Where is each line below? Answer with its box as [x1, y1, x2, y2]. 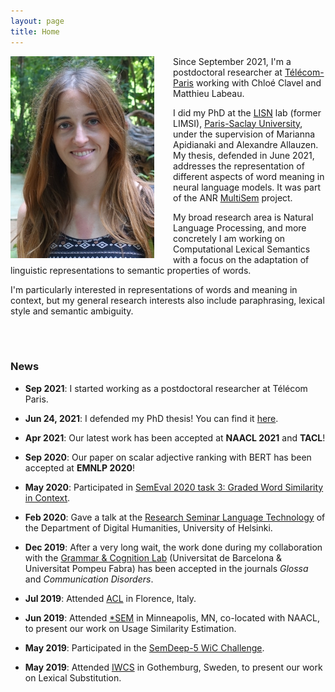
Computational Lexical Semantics [173, 243, 311, 255]
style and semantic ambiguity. [10, 305, 134, 317]
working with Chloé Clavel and [195, 76, 322, 89]
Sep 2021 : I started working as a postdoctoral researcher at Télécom [24, 382, 308, 394]
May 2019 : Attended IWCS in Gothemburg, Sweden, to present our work [24, 661, 323, 673]
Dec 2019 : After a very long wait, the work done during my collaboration [24, 541, 323, 553]
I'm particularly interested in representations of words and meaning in [10, 283, 298, 295]
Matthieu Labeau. [173, 87, 245, 99]
